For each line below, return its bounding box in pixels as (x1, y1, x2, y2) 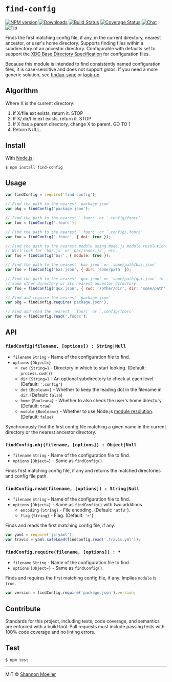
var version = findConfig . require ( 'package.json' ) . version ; (5, 590, 137, 595)
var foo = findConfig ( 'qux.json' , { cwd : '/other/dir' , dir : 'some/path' (5, 286, 166, 291)
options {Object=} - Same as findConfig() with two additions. (12, 502, 144, 508)
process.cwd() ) (20, 370, 52, 376)
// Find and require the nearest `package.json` (5, 295, 111, 300)
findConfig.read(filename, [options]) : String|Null (5, 486, 140, 491)
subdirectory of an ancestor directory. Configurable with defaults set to (5, 45, 156, 51)
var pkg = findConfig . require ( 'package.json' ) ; (5, 300, 109, 305)
